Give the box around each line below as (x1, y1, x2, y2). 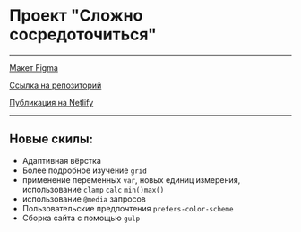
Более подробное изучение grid (21, 165, 148, 176)
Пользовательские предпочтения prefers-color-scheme (21, 202, 234, 213)
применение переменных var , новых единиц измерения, (21, 174, 241, 185)
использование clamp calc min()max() (21, 184, 165, 194)
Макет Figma (9, 62, 58, 73)
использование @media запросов (21, 193, 146, 204)
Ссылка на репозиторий (9, 80, 102, 90)
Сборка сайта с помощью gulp (21, 212, 141, 223)
